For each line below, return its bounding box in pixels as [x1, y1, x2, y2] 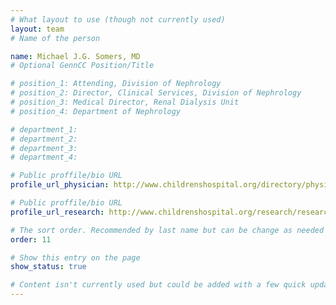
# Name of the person [10, 33, 101, 43]
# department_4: [10, 152, 78, 163]
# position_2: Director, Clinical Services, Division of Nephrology [10, 88, 302, 98]
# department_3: [10, 143, 78, 153]
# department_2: [10, 134, 78, 144]
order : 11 [10, 234, 52, 245]
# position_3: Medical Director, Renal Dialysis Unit [10, 97, 240, 107]
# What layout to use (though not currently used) [10, 14, 226, 25]
